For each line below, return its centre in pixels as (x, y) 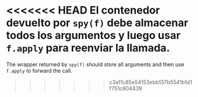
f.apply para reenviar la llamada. (88, 48)
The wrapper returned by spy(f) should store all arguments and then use (95, 64)
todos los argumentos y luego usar (93, 35)
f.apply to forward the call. (39, 70)
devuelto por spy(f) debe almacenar (97, 23)
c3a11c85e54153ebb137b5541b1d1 (151, 82)
